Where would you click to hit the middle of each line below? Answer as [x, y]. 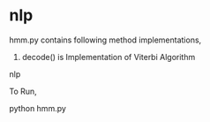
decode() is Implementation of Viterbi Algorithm [109, 57]
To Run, [23, 91]
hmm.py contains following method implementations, [105, 40]
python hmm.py [37, 108]
